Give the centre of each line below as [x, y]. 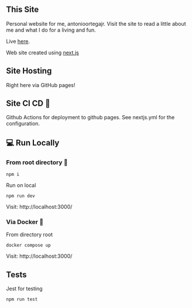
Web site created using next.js [42, 53]
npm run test [22, 300]
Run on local [21, 185]
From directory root [30, 235]
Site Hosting [29, 71]
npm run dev [20, 196]
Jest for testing [24, 289]
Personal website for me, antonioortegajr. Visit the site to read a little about [96, 23]
